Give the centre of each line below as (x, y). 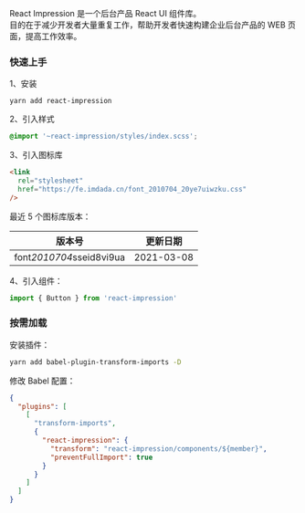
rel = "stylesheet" (51, 181)
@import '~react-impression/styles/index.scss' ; (104, 136)
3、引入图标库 (36, 155)
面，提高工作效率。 (46, 36)
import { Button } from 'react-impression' (94, 298)
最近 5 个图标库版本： (50, 216)
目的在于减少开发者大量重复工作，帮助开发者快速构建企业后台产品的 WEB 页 (153, 25)
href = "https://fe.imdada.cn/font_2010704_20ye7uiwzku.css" (132, 189)
